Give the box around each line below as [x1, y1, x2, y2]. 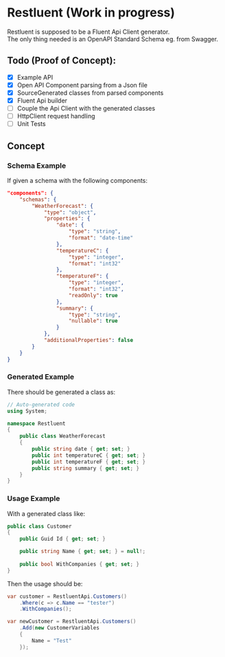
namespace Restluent [7, 420, 67, 427]
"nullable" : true [68, 318, 118, 325]
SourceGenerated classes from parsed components [16, 88, 164, 97]
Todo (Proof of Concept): [7, 55, 117, 67]
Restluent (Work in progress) [7, 5, 176, 21]
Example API [16, 73, 54, 81]
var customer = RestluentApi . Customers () [7, 593, 128, 600]
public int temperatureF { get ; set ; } [32, 458, 146, 465]
